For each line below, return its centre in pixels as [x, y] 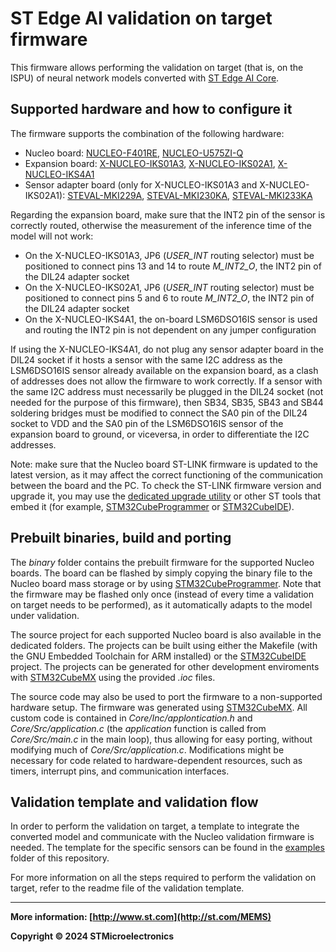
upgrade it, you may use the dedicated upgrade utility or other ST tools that [165, 496]
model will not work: [52, 236]
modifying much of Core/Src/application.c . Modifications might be [147, 749]
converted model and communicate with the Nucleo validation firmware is [162, 837]
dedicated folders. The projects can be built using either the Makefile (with [164, 645]
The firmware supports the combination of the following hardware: [147, 133]
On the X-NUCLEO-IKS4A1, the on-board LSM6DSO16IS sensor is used [171, 319]
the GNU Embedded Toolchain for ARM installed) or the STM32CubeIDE [158, 656]
